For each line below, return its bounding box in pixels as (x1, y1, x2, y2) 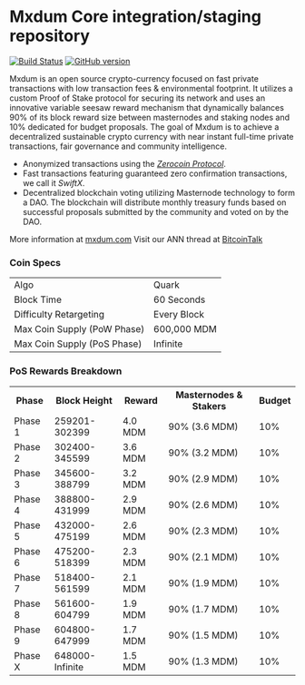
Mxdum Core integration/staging (9, 6, 261, 27)
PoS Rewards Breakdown (9, 365, 123, 377)
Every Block (152, 308, 204, 321)
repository (9, 25, 91, 46)
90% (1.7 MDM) (167, 602, 239, 615)
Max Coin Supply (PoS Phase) (14, 338, 143, 350)
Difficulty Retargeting (14, 308, 105, 321)
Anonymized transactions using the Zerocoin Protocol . (22, 158, 227, 169)
